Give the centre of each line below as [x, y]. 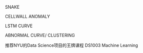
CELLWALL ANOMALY [28, 16]
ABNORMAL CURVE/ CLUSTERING [40, 35]
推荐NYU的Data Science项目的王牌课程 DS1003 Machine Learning [71, 45]
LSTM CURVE [19, 26]
